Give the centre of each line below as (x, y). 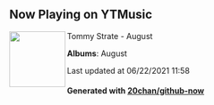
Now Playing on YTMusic (81, 15)
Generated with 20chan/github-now (136, 91)
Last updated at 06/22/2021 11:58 (128, 70)
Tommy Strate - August (110, 36)
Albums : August (97, 53)
